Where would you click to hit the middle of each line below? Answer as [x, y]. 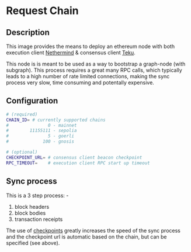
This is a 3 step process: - [37, 195]
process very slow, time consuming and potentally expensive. [80, 82]
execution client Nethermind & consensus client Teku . [71, 53]
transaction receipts [39, 219]
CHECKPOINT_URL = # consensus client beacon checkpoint [74, 157]
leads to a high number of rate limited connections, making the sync [88, 76]
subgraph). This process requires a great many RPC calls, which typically [94, 70]
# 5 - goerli [40, 136]
